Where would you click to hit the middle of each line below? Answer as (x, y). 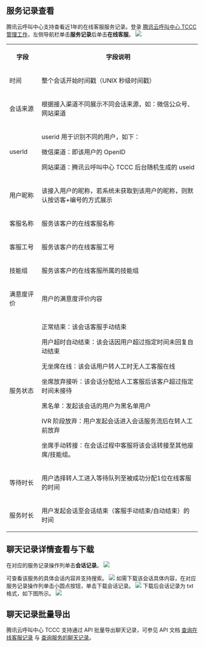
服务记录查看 (30, 11)
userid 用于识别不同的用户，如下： (91, 137)
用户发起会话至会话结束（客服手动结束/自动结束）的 (116, 511)
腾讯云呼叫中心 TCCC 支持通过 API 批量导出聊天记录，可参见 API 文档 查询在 (102, 630)
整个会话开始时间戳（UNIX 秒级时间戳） (99, 80)
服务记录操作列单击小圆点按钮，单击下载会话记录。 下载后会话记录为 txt (100, 586)
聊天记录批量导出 (38, 614)
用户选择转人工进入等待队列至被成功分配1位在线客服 (117, 478)
